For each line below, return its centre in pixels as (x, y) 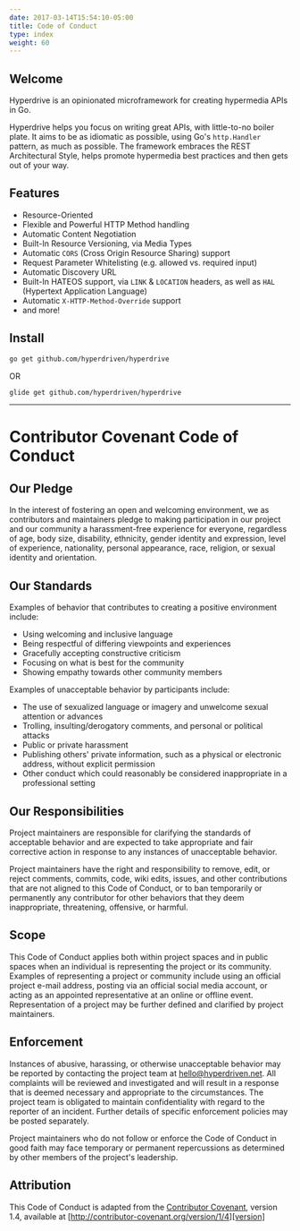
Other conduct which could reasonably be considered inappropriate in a (154, 774)
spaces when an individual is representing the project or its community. (141, 966)
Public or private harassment (75, 745)
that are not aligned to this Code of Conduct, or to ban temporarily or (136, 888)
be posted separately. (49, 1121)
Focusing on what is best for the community (103, 663)
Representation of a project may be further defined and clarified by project (146, 1004)
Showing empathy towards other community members (122, 672)
